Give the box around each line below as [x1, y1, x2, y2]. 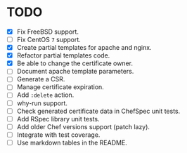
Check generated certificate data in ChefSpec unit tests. [16, 107, 181, 115]
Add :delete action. [16, 91, 75, 99]
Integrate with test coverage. [16, 131, 101, 139]
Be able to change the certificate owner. [16, 59, 133, 67]
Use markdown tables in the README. [16, 138, 127, 147]
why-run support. [16, 99, 68, 107]
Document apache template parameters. [16, 67, 134, 76]
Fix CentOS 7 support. [16, 36, 82, 44]
